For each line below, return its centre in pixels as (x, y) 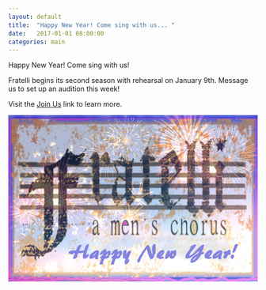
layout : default (35, 17)
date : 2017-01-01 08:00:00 (56, 33)
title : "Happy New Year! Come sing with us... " (92, 25)
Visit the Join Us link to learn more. (65, 104)
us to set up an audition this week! (64, 89)
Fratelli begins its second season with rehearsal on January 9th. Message (128, 81)
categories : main (37, 42)
